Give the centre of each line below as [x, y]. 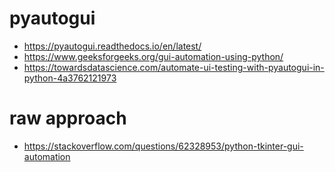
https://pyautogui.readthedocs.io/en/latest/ [112, 46]
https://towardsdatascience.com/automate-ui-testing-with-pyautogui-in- [174, 67]
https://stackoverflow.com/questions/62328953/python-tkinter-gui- [163, 146]
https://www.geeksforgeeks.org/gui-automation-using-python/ [153, 56]
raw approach [68, 118]
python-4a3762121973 [70, 78]
